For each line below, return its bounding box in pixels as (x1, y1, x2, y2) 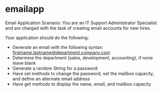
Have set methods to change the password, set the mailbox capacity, (12, 70, 154, 76)
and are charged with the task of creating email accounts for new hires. (5, 25, 152, 31)
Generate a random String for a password (12, 65, 98, 71)
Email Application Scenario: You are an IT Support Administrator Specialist (5, 20, 157, 26)
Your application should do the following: (5, 35, 89, 41)
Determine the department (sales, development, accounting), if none (12, 54, 153, 60)
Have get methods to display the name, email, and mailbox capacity (12, 81, 151, 87)
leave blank (12, 60, 36, 66)
